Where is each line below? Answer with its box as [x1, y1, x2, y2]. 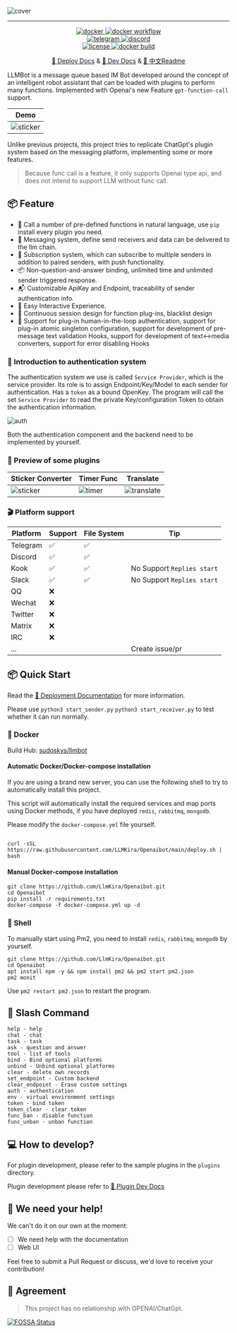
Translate [126, 474, 159, 484]
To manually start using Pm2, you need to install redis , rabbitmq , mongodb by [7, 934, 228, 942]
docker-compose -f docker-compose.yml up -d [7, 902, 140, 909]
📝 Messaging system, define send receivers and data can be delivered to [17, 235, 230, 243]
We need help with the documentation [17, 1235, 129, 1243]
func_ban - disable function [7, 1112, 93, 1119]
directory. [7, 1168, 35, 1177]
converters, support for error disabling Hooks [17, 339, 150, 347]
